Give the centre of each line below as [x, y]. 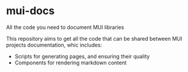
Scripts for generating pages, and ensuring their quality [82, 56]
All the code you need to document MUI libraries [65, 27]
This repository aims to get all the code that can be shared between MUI [94, 38]
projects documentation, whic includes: [54, 45]
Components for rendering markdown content [71, 63]
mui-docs [30, 11]
